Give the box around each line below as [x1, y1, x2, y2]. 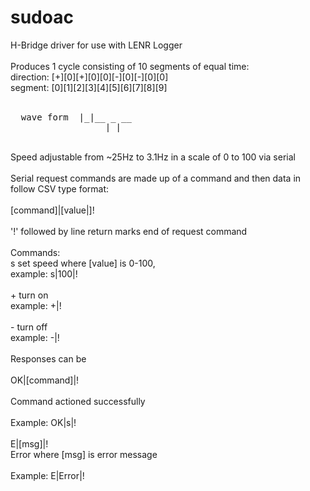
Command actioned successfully [10, 395, 146, 407]
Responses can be [10, 352, 87, 365]
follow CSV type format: [10, 182, 110, 195]
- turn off [10, 321, 48, 333]
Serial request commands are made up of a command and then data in [10, 172, 302, 184]
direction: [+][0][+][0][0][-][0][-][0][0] [10, 71, 169, 83]
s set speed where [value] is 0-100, [10, 257, 156, 269]
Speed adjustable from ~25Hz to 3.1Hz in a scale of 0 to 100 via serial [10, 151, 296, 163]
